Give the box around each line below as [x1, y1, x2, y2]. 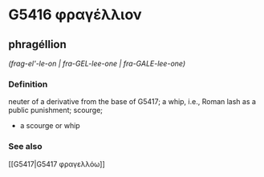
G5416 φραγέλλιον [8, 6, 142, 24]
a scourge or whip [19, 121, 80, 131]
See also [8, 141, 43, 152]
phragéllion [8, 38, 67, 51]
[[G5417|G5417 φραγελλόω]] [8, 159, 106, 169]
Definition [8, 78, 48, 90]
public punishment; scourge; [8, 106, 103, 115]
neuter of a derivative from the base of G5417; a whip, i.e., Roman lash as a [8, 97, 257, 107]
